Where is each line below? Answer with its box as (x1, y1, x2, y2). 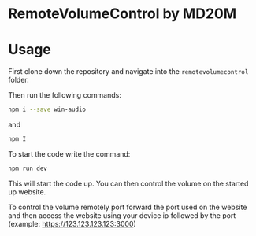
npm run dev (8, 164, 47, 172)
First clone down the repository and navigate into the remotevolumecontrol (8, 67, 249, 76)
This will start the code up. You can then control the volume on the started (8, 179, 249, 188)
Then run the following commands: (8, 90, 122, 100)
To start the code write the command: (8, 149, 131, 158)
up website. (8, 186, 46, 197)
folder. (8, 76, 29, 85)
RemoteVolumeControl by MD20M (8, 5, 237, 23)
